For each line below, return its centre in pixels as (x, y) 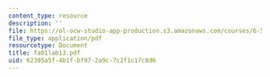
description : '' (35, 23)
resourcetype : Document (48, 46)
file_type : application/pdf (55, 38)
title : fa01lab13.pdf (45, 53)
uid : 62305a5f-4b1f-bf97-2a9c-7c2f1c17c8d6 (82, 61)
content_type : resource (48, 16)
